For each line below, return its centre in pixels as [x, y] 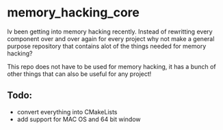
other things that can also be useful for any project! [79, 74]
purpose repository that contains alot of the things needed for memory [107, 46]
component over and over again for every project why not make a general [111, 38]
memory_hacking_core [74, 13]
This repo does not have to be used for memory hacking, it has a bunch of [112, 66]
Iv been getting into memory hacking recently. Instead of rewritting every [110, 31]
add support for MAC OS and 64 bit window [79, 119]
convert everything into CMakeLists [67, 112]
